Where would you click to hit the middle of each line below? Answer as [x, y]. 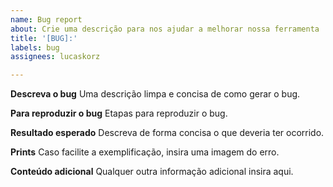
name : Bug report [46, 19]
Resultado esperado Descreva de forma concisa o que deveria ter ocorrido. [167, 133]
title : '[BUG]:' [44, 38]
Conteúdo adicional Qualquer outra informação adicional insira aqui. [152, 172]
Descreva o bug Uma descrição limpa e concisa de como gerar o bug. [155, 94]
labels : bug [35, 47]
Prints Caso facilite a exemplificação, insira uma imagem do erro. [145, 152]
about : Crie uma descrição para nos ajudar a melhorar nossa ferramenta [165, 29]
